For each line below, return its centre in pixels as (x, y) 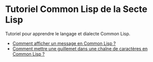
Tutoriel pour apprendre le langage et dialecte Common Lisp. (68, 33)
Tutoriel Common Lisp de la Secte (76, 9)
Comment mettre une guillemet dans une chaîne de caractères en (80, 48)
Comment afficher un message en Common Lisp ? (64, 43)
